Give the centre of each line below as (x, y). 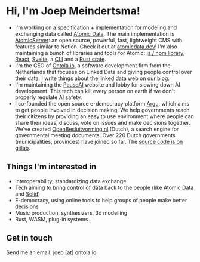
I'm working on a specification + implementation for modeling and (96, 27)
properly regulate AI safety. (48, 97)
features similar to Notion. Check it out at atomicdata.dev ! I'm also (96, 47)
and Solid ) (27, 194)
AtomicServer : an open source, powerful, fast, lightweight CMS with (99, 40)
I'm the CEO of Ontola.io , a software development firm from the (93, 65)
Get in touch (29, 238)
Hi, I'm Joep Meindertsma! (73, 11)
